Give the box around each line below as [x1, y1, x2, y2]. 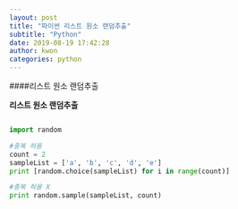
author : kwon [9, 47, 58, 56]
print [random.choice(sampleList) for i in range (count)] [9, 167, 230, 176]
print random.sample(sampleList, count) [9, 191, 163, 200]
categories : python [9, 55, 82, 64]
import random [9, 126, 63, 135]
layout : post [9, 13, 58, 22]
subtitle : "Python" [9, 30, 82, 39]
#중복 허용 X [9, 183, 51, 192]
